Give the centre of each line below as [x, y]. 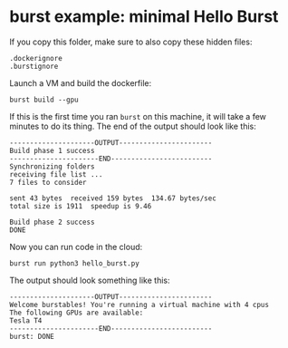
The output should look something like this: [90, 280]
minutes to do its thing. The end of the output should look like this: [133, 126]
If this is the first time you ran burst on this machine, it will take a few [138, 116]
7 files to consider [48, 182]
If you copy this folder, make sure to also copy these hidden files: [131, 42]
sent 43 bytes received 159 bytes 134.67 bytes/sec [113, 198]
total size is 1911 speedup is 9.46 [81, 206]
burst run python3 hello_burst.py [75, 263]
